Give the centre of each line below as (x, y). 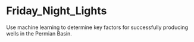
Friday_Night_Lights (57, 11)
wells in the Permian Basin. (39, 33)
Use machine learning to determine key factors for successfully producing (97, 27)
